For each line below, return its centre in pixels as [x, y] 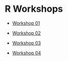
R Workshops [34, 9]
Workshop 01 [26, 23]
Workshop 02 [27, 33]
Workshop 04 [27, 53]
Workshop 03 [27, 43]
